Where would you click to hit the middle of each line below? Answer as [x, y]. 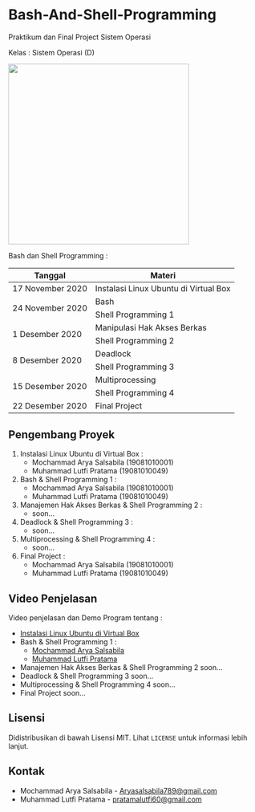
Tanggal [50, 275]
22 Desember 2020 [50, 406]
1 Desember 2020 [47, 335]
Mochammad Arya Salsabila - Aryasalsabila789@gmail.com [119, 790]
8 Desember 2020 [47, 360]
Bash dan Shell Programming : [58, 255]
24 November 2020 [50, 308]
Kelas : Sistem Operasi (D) [51, 52]
